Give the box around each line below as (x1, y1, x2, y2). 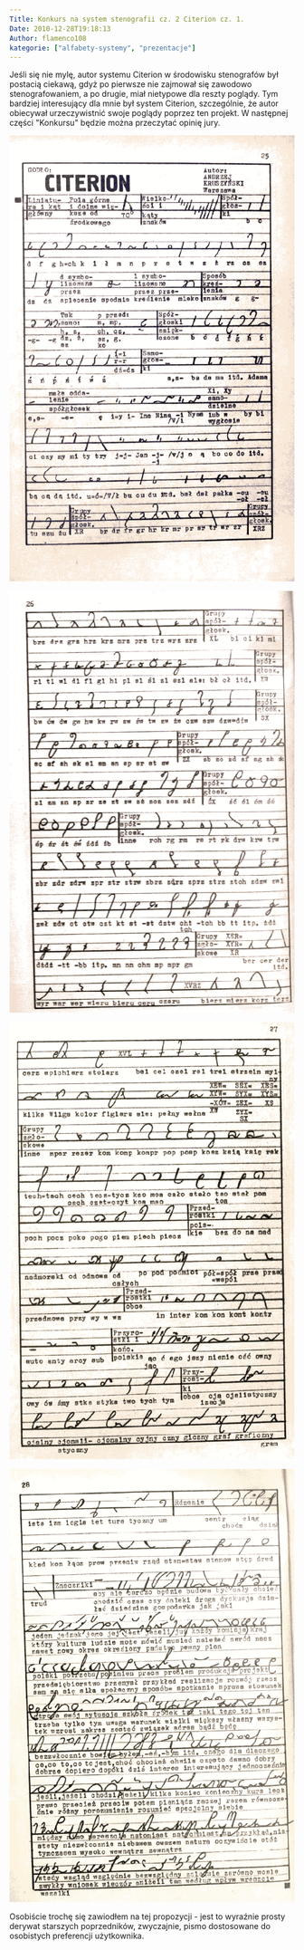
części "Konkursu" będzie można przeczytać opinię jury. (9, 118, 221, 129)
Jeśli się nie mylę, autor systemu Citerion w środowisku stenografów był (9, 69, 279, 81)
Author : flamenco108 (9, 34, 88, 43)
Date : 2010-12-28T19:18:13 (9, 24, 111, 34)
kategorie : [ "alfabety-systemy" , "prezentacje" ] (9, 43, 196, 53)
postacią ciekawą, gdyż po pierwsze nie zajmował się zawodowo (9, 79, 252, 90)
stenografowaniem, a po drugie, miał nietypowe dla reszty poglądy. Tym (9, 89, 279, 100)
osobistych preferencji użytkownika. (9, 1930, 145, 1941)
